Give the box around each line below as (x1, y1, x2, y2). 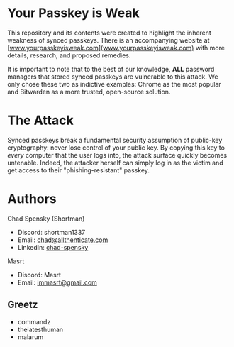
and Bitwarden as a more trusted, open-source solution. (7, 87, 171, 96)
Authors (7, 191, 57, 207)
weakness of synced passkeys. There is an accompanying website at (7, 35, 211, 44)
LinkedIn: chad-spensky (17, 243, 89, 251)
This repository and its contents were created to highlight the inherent (7, 28, 211, 37)
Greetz (7, 299, 38, 311)
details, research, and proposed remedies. (7, 51, 131, 60)
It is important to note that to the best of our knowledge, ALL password (7, 65, 215, 73)
